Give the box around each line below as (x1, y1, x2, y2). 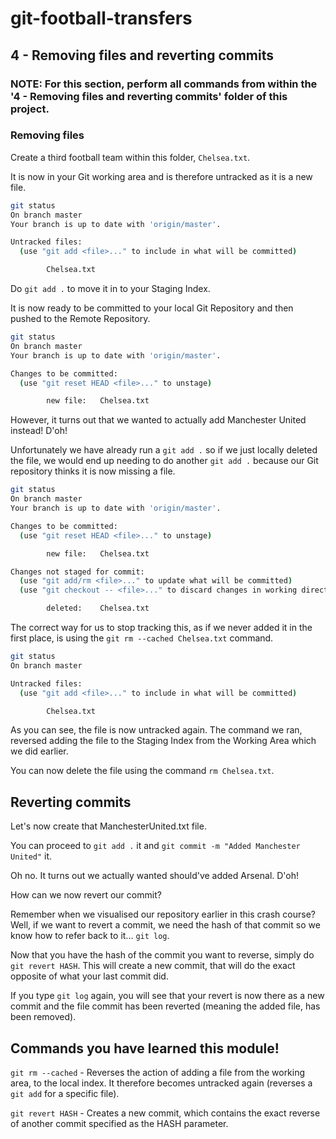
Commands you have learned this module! (10, 1040, 280, 1057)
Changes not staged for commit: (10, 567, 145, 577)
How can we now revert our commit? (10, 889, 162, 901)
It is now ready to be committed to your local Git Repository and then (10, 302, 294, 314)
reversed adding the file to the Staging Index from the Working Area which (10, 735, 317, 747)
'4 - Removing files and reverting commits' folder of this (10, 89, 288, 103)
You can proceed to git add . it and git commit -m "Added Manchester (10, 840, 301, 852)
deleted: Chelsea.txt (46, 603, 150, 614)
